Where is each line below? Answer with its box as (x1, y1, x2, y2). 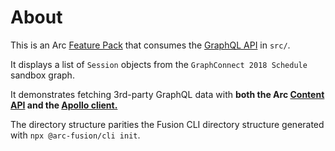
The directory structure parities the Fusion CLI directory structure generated (10, 118, 325, 130)
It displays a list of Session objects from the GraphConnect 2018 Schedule (10, 58, 308, 70)
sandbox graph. (10, 69, 75, 81)
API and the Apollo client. (10, 99, 118, 111)
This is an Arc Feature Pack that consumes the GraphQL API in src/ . (10, 39, 291, 51)
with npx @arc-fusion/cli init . (10, 129, 141, 141)
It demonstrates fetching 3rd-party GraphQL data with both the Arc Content (10, 88, 325, 100)
